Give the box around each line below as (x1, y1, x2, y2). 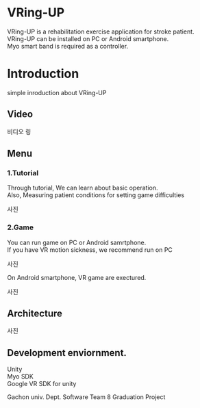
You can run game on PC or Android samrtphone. (7, 238, 147, 246)
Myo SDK (7, 372, 34, 381)
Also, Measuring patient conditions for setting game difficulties (7, 191, 185, 199)
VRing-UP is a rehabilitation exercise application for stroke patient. (7, 27, 195, 36)
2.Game (7, 222, 34, 232)
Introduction (7, 66, 79, 81)
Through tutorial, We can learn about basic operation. (7, 183, 159, 192)
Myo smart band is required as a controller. (7, 42, 129, 50)
